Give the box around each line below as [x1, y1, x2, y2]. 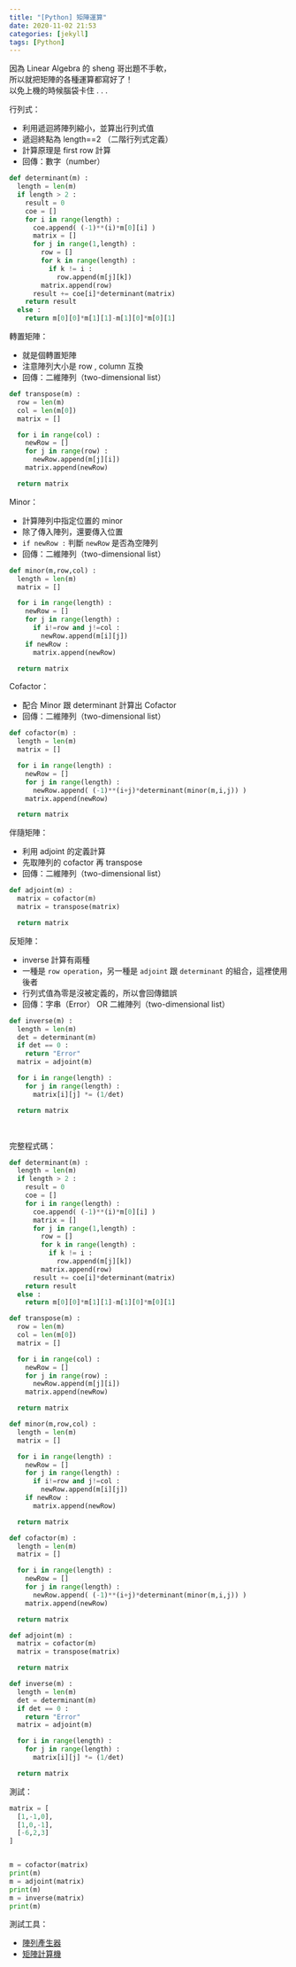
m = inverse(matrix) [9, 1893, 86, 1902]
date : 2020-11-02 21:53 [9, 21, 97, 30]
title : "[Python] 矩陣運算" [9, 12, 108, 22]
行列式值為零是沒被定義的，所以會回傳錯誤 [21, 987, 178, 998]
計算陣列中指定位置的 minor [21, 515, 124, 525]
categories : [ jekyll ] [9, 29, 89, 38]
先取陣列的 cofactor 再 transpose [21, 857, 143, 868]
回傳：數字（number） [21, 156, 105, 167]
